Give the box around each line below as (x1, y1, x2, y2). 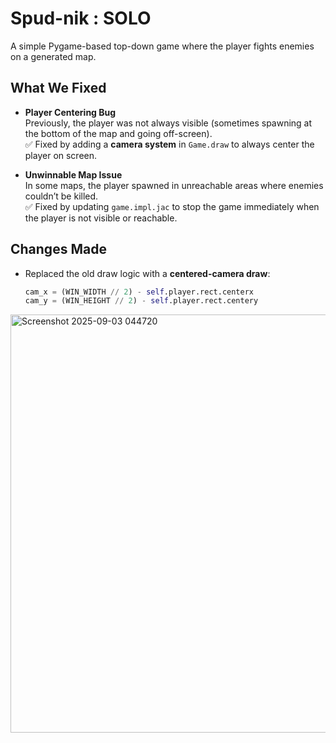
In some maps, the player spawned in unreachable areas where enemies (24, 179, 324, 191)
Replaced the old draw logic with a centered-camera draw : (24, 267, 271, 279)
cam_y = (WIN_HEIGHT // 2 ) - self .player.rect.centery (24, 296, 259, 306)
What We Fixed (10, 80, 107, 97)
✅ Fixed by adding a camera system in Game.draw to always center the (24, 138, 315, 150)
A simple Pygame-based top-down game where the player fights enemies (10, 40, 315, 52)
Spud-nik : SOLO (10, 7, 152, 30)
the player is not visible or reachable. (24, 212, 178, 224)
